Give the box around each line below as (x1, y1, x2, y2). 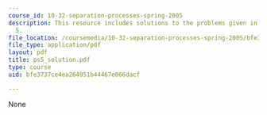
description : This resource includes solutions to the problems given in (8, 19, 258, 27)
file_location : (8, 33, 59, 42)
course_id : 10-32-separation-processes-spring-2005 (8, 11, 183, 20)
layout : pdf (8, 48, 48, 56)
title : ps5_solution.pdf (8, 56, 91, 64)
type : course (8, 63, 52, 71)
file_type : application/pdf (8, 41, 102, 49)
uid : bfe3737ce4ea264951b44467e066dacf (8, 71, 141, 79)
